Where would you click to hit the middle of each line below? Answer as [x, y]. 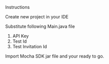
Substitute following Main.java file [40, 26]
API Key [21, 36]
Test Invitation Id [30, 46]
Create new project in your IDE [37, 17]
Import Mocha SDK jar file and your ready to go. [55, 56]
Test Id [20, 41]
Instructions [18, 7]
